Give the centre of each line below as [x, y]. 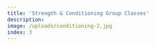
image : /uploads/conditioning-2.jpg [60, 26]
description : [26, 20]
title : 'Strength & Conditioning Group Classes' [78, 13]
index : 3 [20, 32]
